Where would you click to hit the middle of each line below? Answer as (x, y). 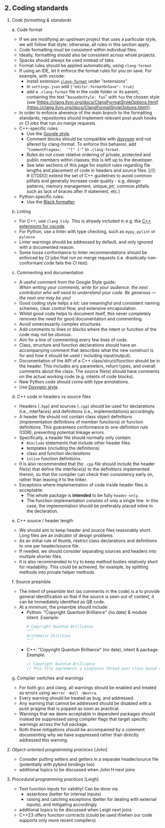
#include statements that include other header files (78, 443)
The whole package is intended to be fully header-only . (83, 495)
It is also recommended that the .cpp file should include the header (87, 464)
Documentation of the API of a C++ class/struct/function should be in (90, 360)
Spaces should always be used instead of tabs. (67, 60)
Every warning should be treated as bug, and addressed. (77, 698)
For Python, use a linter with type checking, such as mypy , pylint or (87, 231)
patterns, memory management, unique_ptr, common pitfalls (88, 186)
